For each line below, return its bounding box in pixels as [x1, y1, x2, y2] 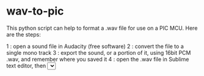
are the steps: [6, 30, 41, 38]
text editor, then [6, 62, 46, 69]
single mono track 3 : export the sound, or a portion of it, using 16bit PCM [6, 49, 191, 56]
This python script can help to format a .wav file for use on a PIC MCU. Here [6, 24, 198, 32]
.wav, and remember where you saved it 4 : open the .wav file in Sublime [6, 55, 189, 63]
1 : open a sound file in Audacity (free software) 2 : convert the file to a [6, 43, 184, 50]
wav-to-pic [6, 4, 64, 18]
